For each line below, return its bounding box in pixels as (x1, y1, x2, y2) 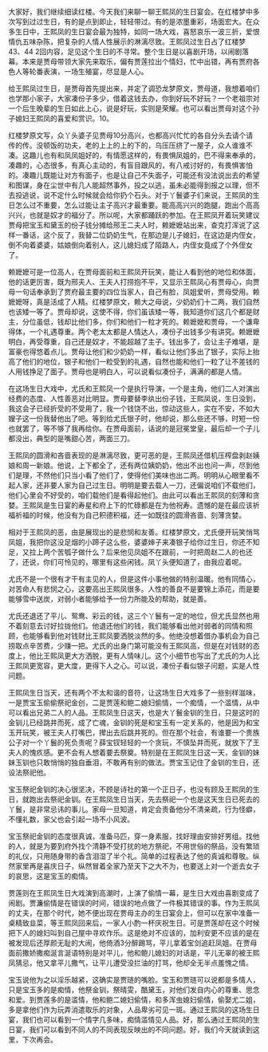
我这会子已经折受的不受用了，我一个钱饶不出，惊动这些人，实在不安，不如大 (8, 404, 260, 413)
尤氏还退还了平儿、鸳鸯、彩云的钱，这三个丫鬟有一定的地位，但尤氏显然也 (8, 611, 253, 621)
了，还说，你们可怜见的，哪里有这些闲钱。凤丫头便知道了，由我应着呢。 (8, 558, 246, 566)
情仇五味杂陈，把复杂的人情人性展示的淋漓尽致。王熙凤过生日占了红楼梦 (8, 37, 246, 46)
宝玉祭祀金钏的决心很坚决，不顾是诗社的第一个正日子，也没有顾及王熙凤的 (8, 785, 253, 794)
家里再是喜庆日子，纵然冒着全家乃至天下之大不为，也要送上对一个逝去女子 (14, 861, 260, 871)
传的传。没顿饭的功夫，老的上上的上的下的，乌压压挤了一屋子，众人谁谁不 (8, 140, 253, 150)
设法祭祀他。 (8, 768, 50, 777)
